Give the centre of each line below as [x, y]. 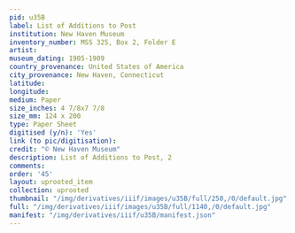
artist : [23, 50]
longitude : [29, 91]
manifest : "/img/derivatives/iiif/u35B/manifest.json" [113, 215]
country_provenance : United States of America [97, 67]
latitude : [27, 83]
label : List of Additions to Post [73, 26]
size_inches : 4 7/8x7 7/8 [57, 108]
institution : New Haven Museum [67, 34]
